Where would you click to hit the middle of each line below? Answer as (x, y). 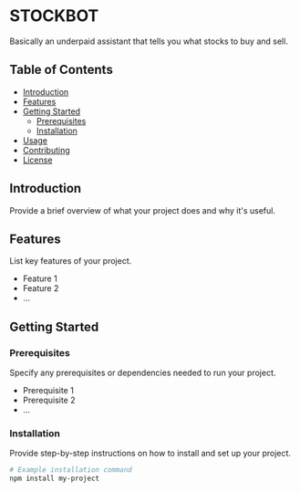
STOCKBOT (54, 16)
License (37, 160)
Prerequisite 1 (48, 391)
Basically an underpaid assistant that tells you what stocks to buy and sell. (149, 41)
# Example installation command (71, 470)
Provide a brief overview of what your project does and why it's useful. (143, 210)
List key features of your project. (71, 261)
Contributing (46, 150)
